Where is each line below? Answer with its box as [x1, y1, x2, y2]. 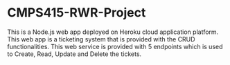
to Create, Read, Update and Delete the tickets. [7, 50, 142, 58]
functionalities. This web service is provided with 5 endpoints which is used [7, 42, 223, 50]
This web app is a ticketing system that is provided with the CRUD [7, 35, 195, 43]
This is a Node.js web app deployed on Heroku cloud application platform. [7, 28, 219, 36]
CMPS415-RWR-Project [7, 5, 146, 21]
